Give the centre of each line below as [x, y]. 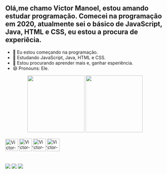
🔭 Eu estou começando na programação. [55, 52]
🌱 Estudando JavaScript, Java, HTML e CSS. [59, 57]
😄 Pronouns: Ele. [31, 68]
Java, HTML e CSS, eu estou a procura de [72, 32]
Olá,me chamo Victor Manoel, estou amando [77, 8]
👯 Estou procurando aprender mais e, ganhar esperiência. [73, 63]
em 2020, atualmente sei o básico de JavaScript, [84, 24]
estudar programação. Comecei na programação [83, 16]
